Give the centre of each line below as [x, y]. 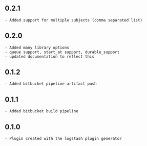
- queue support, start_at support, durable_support [62, 52]
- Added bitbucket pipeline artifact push [51, 84]
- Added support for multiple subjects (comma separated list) [74, 20]
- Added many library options [37, 47]
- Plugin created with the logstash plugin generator [64, 139]
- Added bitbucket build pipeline [42, 111]
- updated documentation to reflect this [50, 56]
